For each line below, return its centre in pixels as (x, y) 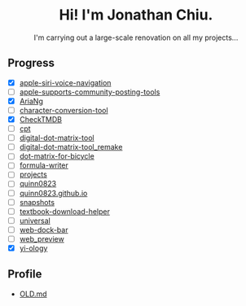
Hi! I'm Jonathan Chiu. (136, 15)
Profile (25, 274)
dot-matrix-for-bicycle (57, 156)
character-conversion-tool (64, 110)
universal (35, 221)
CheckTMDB (41, 119)
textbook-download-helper (65, 211)
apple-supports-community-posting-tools (90, 92)
